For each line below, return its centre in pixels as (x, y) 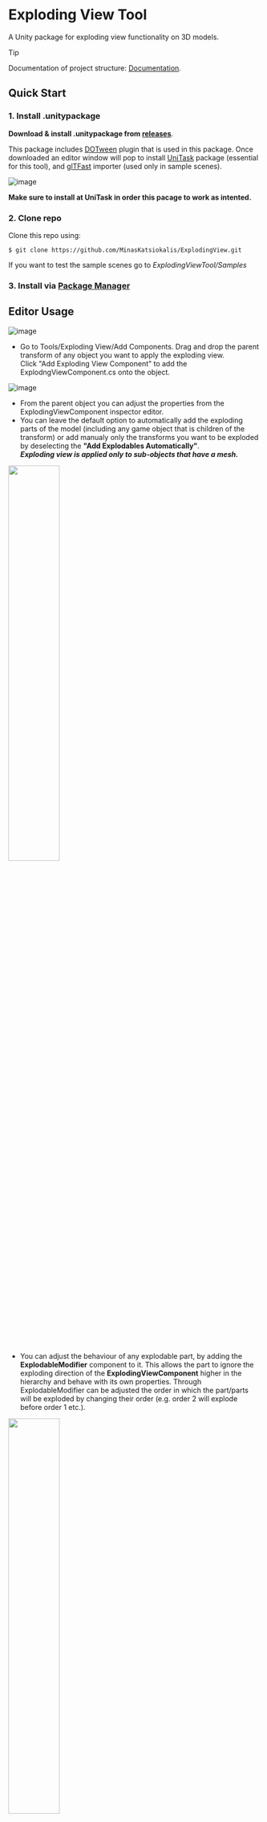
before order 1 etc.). (53, 1407)
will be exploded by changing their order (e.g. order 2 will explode (129, 1398)
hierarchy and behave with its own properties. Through (111, 1381)
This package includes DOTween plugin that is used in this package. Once (131, 149)
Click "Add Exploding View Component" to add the (103, 363)
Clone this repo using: (45, 235)
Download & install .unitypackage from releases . (91, 133)
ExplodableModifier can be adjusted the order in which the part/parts (134, 1390)
